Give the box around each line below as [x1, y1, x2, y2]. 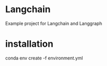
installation [5, 38, 54, 50]
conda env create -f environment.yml [5, 55, 83, 61]
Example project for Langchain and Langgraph [5, 20, 102, 26]
